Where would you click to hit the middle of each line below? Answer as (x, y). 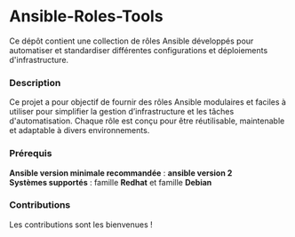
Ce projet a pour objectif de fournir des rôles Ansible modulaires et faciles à (148, 102)
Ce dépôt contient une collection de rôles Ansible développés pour (132, 41)
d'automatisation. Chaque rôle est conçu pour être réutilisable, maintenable (147, 121)
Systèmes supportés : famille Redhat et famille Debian (111, 182)
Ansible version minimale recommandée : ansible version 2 (121, 173)
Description (35, 83)
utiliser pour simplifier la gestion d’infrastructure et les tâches (122, 112)
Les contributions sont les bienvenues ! (81, 225)
